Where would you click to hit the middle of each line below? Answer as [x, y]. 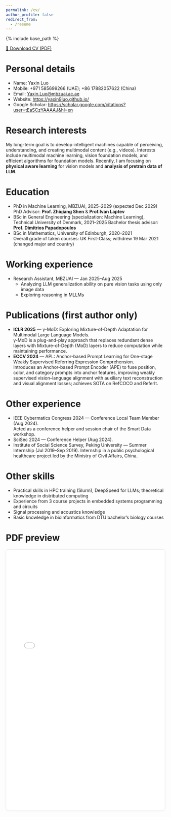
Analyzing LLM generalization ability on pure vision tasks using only [91, 284]
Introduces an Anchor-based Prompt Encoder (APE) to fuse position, [84, 367]
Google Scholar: [30, 105]
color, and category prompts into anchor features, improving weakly [84, 372]
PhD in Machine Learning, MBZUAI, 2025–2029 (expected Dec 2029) [85, 206]
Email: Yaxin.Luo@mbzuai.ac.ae [46, 94]
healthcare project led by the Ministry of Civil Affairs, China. [75, 456]
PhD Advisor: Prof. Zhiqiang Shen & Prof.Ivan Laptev [69, 212]
